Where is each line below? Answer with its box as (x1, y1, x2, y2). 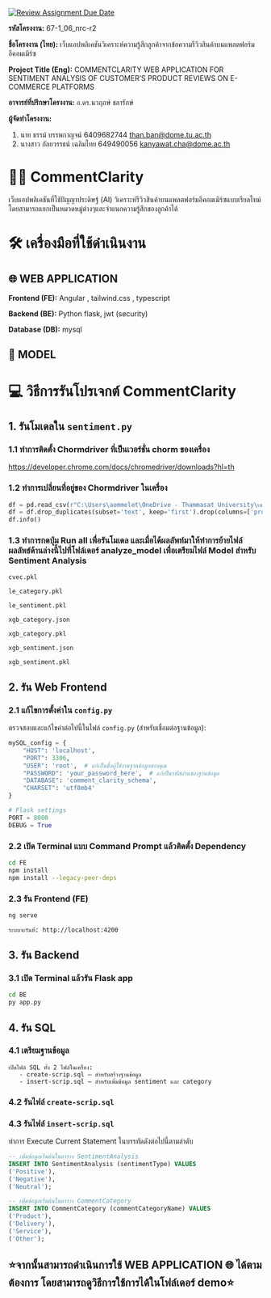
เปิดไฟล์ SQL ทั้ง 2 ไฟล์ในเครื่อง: (8, 1063, 94, 1072)
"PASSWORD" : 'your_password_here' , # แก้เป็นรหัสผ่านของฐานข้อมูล (23, 769, 219, 777)
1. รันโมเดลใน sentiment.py (8, 419, 133, 433)
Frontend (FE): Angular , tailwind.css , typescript (8, 293, 171, 302)
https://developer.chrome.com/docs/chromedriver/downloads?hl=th (8, 462, 236, 472)
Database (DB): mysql (8, 324, 82, 334)
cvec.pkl (8, 573, 38, 581)
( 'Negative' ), (8, 1175, 56, 1183)
